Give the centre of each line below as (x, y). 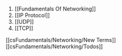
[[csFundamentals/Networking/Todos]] (54, 46)
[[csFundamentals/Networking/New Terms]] (61, 40)
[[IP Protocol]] (32, 15)
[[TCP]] (24, 28)
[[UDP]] (24, 22)
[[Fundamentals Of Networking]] (55, 9)
